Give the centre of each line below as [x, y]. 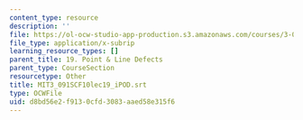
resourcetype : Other [48, 77]
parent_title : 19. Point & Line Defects [87, 60]
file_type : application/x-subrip [72, 43]
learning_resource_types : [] [64, 51]
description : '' [40, 26]
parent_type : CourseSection [62, 69]
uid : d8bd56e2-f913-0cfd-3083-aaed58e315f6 [92, 102]
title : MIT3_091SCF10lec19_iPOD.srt [78, 85]
